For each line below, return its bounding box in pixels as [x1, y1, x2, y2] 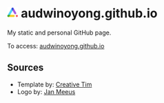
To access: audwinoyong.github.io [7, 41, 105, 50]
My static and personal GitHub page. [7, 28, 112, 37]
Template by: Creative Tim [17, 80, 92, 88]
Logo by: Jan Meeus [17, 87, 76, 95]
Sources [7, 62, 44, 74]
